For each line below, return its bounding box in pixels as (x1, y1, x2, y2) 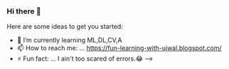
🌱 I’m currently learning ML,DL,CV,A (16, 36, 122, 44)
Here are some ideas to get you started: (6, 23, 124, 31)
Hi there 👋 (6, 6, 42, 16)
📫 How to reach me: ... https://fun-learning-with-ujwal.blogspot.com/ (16, 44, 222, 52)
